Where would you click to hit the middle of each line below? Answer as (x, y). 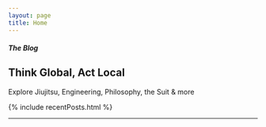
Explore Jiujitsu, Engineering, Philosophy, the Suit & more (101, 92)
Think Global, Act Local (66, 73)
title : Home (28, 23)
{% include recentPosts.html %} (61, 106)
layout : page (30, 15)
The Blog (23, 48)
